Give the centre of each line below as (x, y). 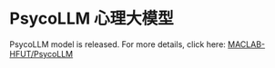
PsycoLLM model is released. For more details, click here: (117, 44)
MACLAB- (246, 44)
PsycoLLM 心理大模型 (92, 19)
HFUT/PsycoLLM (41, 53)
